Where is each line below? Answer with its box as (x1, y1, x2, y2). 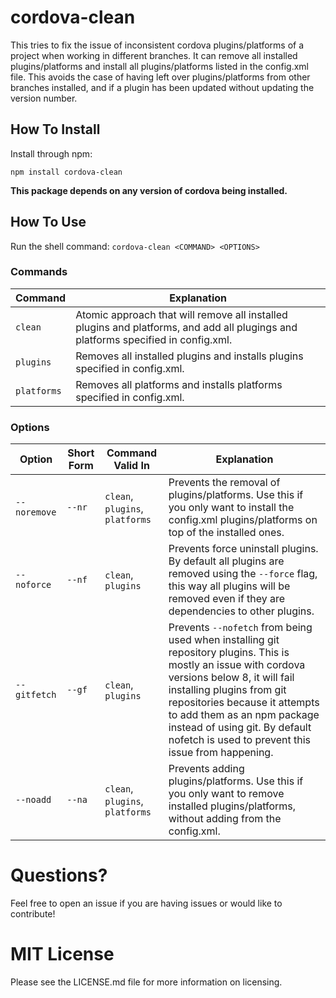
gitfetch (15, 689, 57, 701)
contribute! (10, 908, 56, 920)
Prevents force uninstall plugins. (168, 542, 319, 556)
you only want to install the (168, 501, 295, 515)
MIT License (10, 943, 115, 966)
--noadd (15, 794, 52, 806)
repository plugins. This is (168, 646, 290, 660)
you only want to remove (168, 787, 285, 801)
